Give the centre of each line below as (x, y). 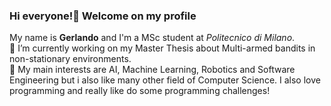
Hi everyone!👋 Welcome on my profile (103, 16)
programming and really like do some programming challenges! (140, 91)
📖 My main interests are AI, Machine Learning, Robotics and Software (152, 70)
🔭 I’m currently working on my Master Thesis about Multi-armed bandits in (162, 48)
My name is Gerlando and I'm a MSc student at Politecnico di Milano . (152, 38)
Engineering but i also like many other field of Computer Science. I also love (165, 80)
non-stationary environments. (70, 59)
